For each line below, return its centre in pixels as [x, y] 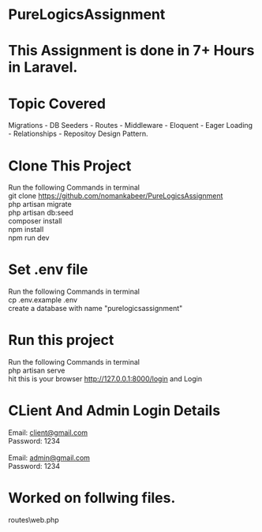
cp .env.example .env [43, 300]
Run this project [61, 340]
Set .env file [48, 270]
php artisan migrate [40, 204]
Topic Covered [57, 103]
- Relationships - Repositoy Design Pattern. [78, 134]
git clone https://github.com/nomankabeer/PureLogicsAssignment [116, 196]
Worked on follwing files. [92, 498]
